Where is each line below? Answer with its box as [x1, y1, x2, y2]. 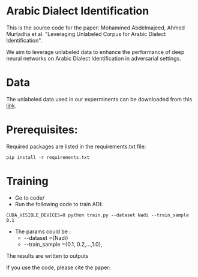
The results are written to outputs [6, 252, 89, 259]
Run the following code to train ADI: [14, 200, 103, 207]
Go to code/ [14, 194, 45, 201]
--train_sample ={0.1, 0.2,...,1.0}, [23, 240, 103, 248]
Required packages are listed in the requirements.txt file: [6, 143, 146, 150]
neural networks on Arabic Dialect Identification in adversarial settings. [6, 55, 181, 62]
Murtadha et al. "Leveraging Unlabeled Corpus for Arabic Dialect [6, 30, 166, 37]
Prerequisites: [6, 123, 78, 137]
